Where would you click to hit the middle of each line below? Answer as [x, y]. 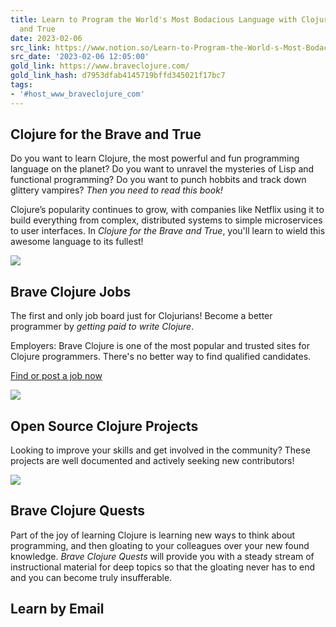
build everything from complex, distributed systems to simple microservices [166, 220]
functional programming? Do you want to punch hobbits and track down [158, 180]
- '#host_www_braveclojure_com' [77, 94]
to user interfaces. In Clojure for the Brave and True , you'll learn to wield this [168, 231]
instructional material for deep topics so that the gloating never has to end [163, 567]
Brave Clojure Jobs [71, 291]
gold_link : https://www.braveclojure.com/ [100, 66]
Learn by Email [57, 609]
